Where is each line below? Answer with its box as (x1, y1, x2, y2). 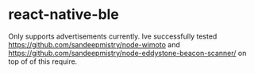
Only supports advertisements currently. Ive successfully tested (8, 31, 217, 41)
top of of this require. (8, 57, 78, 66)
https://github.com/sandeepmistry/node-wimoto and (8, 39, 181, 49)
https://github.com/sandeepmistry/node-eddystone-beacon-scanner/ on (8, 48, 247, 57)
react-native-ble (8, 6, 119, 24)
